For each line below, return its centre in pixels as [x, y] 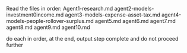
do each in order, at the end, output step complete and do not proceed [92, 39]
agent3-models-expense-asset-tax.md [112, 15]
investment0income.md [35, 15]
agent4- [171, 15]
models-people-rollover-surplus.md [50, 21]
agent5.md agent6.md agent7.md [135, 21]
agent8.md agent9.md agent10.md [48, 27]
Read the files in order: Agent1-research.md [60, 9]
